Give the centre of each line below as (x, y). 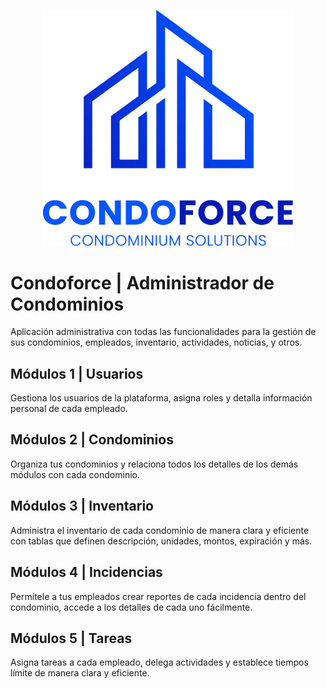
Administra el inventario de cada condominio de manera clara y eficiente (160, 530)
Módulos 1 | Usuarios (77, 373)
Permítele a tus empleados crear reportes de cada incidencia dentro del (158, 596)
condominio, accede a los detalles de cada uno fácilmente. (131, 607)
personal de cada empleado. (69, 409)
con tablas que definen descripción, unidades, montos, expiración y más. (161, 541)
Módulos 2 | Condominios (92, 440)
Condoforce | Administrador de (142, 282)
